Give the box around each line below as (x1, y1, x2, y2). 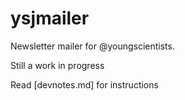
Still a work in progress (10, 59, 105, 71)
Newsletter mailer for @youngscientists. (10, 40, 175, 52)
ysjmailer (10, 7, 90, 30)
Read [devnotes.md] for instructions (10, 78, 159, 91)
